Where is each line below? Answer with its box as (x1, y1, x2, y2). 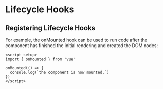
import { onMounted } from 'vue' (5, 57, 76, 62)
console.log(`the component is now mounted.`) (10, 70, 110, 75)
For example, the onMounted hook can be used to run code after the (5, 37, 148, 43)
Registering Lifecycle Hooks (5, 24, 96, 32)
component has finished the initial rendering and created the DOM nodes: (5, 42, 158, 49)
